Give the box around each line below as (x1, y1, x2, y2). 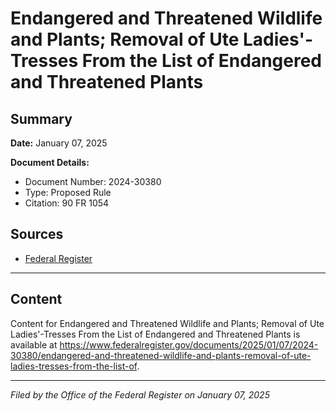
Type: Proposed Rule (24, 187, 112, 198)
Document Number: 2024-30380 (24, 176, 162, 187)
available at (10, 338, 58, 351)
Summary (10, 110, 73, 127)
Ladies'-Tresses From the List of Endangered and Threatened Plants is (10, 328, 301, 340)
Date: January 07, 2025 (10, 137, 108, 149)
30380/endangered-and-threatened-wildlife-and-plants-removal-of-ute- (10, 349, 312, 361)
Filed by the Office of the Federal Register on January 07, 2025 (10, 388, 270, 401)
